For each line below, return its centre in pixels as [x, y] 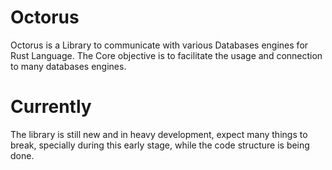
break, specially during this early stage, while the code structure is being [160, 145]
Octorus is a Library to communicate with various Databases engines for [159, 45]
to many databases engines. [68, 66]
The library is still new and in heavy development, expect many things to [159, 134]
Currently [51, 107]
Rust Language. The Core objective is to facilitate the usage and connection [166, 55]
